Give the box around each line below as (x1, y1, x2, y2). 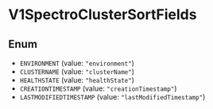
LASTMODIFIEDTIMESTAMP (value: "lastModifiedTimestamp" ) (19, 92, 206, 101)
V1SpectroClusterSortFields (8, 6, 197, 24)
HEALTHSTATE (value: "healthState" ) (19, 76, 135, 84)
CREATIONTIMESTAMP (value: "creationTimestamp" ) (19, 84, 177, 93)
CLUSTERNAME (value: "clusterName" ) (19, 67, 135, 76)
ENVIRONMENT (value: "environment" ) (19, 58, 135, 68)
